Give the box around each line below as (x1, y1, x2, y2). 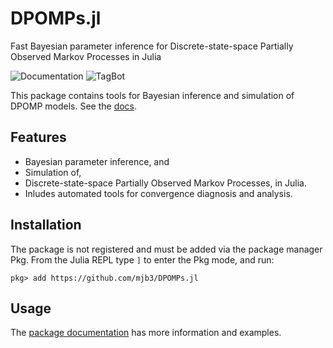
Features (10, 129, 67, 146)
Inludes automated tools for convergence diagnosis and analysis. (24, 187, 293, 199)
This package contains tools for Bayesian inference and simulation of (10, 89, 295, 101)
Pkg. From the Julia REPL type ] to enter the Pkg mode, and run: (10, 253, 275, 266)
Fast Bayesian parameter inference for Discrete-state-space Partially (10, 40, 294, 52)
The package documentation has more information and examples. (10, 327, 282, 339)
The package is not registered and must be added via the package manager (10, 243, 323, 255)
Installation (10, 217, 82, 234)
